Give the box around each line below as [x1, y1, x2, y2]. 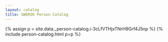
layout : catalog [5, 7, 39, 12]
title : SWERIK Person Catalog [5, 12, 69, 17]
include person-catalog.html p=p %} [5, 31, 81, 37]
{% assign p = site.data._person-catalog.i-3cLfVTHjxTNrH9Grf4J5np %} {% [5, 25, 163, 31]
